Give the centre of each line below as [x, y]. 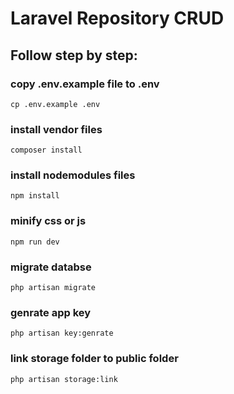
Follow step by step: [74, 55]
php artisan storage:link [64, 379]
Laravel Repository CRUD [117, 18]
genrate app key [51, 312]
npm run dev [35, 242]
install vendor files [56, 129]
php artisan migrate [53, 288]
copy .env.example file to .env [85, 84]
